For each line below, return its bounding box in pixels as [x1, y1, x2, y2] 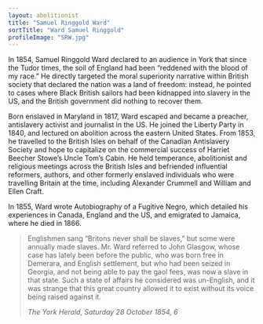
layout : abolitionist [8, 11, 79, 20]
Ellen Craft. [8, 187, 45, 196]
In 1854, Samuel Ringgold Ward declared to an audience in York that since [8, 55, 247, 64]
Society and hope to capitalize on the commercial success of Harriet [8, 145, 230, 155]
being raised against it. [27, 292, 102, 302]
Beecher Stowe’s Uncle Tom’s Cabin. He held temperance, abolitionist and [8, 154, 247, 163]
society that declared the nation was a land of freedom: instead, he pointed [8, 80, 251, 89]
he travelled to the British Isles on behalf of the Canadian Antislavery [8, 137, 230, 146]
